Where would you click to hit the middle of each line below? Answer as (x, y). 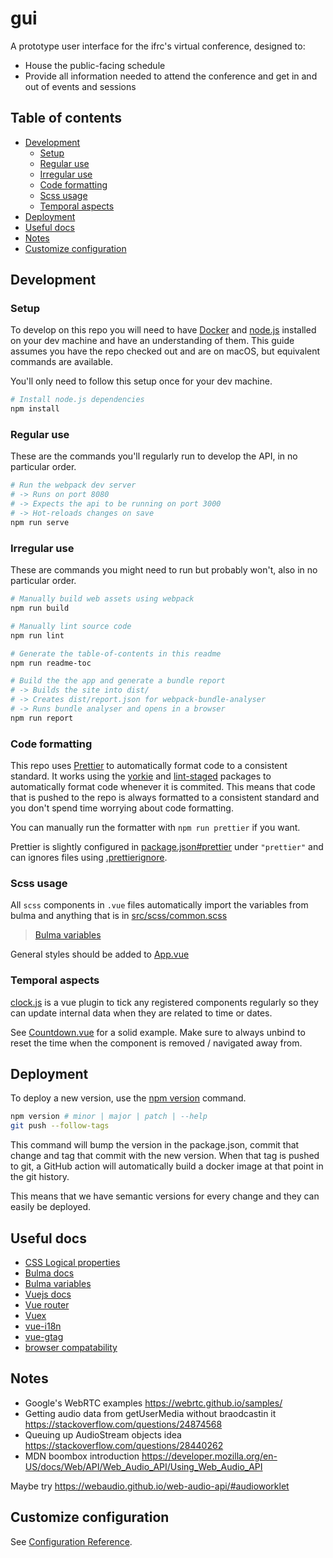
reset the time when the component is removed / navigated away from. (156, 1043)
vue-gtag (44, 1337)
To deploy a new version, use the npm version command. (128, 1098)
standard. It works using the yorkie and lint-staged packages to (141, 776)
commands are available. (62, 362)
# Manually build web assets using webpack (102, 599)
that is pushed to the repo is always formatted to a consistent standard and (165, 798)
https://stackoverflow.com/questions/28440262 (124, 1445)
